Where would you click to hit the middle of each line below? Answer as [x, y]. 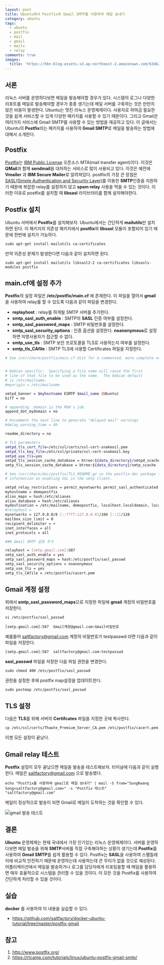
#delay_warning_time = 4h [31, 425]
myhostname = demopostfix [31, 492]
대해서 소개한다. [20, 134]
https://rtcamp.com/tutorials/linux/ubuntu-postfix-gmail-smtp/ [75, 957]
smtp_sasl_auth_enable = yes [35, 555]
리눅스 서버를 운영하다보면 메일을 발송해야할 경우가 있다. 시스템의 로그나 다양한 [80, 98]
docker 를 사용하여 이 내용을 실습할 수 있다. [47, 908]
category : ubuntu [23, 19]
